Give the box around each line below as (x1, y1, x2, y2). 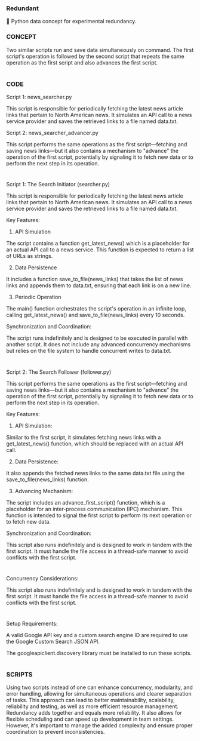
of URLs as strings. (6, 253, 53, 260)
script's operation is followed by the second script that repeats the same (6, 53, 185, 60)
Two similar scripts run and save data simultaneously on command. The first (6, 46, 194, 53)
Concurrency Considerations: (6, 574, 79, 582)
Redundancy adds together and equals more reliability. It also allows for (6, 709, 182, 717)
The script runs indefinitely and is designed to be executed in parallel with (6, 334, 188, 342)
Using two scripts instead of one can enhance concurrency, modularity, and (6, 684, 193, 691)
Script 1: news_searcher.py (6, 94, 72, 101)
